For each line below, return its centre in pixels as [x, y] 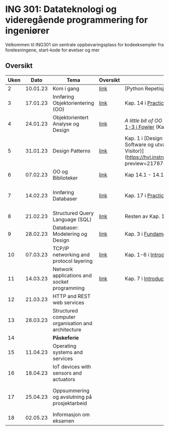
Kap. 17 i [136, 195]
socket [61, 281]
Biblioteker [65, 178]
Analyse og [66, 123]
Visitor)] [135, 151]
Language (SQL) [72, 219]
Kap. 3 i [134, 234]
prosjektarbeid [70, 403]
